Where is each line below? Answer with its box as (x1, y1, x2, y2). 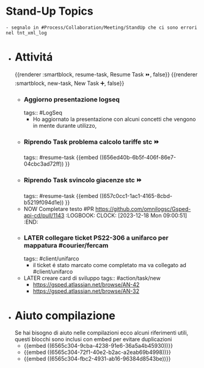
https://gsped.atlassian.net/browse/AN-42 (32, 281, 140, 289)
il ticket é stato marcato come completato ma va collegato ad (32, 262, 187, 269)
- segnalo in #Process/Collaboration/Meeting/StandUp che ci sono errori (5, 24, 198, 31)
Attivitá (14, 50, 53, 64)
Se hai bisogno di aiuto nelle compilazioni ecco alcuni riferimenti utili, (14, 329, 189, 336)
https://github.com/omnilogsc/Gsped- (95, 205, 191, 212)
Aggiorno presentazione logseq (23, 95, 120, 103)
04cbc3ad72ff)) (23, 160, 64, 167)
